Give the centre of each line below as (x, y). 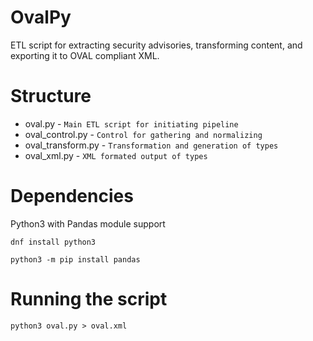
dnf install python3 (53, 242)
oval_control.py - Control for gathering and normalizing (143, 134)
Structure (51, 96)
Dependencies (72, 196)
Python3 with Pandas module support (88, 223)
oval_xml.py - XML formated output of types (116, 155)
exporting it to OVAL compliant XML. (85, 55)
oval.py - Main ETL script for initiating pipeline (131, 123)
